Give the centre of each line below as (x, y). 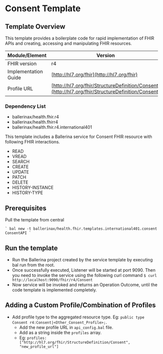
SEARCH (21, 162)
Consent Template (43, 9)
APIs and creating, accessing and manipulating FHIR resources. (68, 43)
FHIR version (22, 64)
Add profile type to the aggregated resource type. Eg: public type (78, 317)
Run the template (32, 248)
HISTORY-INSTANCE (33, 188)
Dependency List (25, 106)
